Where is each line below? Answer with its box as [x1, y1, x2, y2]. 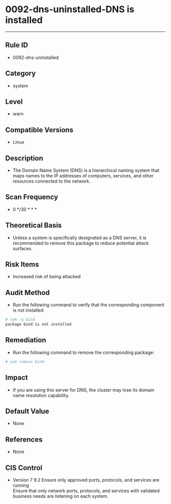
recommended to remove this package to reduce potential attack [12, 240, 149, 246]
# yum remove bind [5, 359, 44, 364]
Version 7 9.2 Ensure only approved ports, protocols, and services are [12, 477, 159, 483]
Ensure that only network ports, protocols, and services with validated [12, 487, 160, 494]
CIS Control [5, 463, 42, 472]
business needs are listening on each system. [12, 493, 108, 499]
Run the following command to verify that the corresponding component [12, 302, 164, 308]
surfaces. [12, 245, 33, 251]
